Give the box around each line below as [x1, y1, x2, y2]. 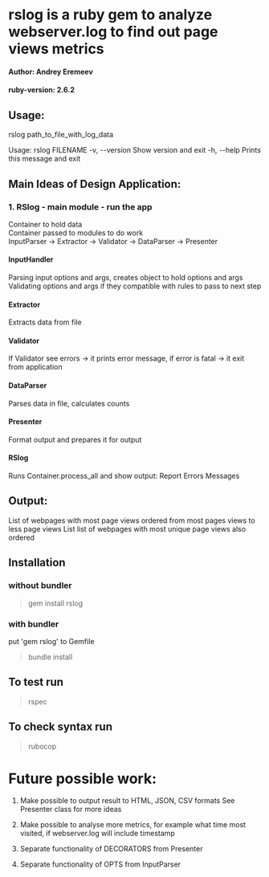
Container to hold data [8, 219, 83, 229]
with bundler [8, 618, 59, 630]
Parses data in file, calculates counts [8, 398, 130, 408]
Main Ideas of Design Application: [8, 177, 181, 190]
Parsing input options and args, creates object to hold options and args [8, 273, 243, 283]
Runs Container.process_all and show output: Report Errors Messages [8, 471, 240, 481]
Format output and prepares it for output [8, 434, 142, 444]
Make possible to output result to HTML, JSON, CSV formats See [19, 796, 235, 806]
